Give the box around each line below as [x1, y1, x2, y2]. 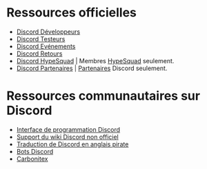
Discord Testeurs [16, 34, 66, 43]
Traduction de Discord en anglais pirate [16, 139, 129, 148]
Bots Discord [16, 147, 54, 155]
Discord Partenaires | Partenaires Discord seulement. [16, 64, 168, 72]
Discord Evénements [16, 42, 76, 50]
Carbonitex [16, 155, 48, 163]
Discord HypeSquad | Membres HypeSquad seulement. [16, 56, 175, 65]
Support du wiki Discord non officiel [16, 133, 119, 141]
